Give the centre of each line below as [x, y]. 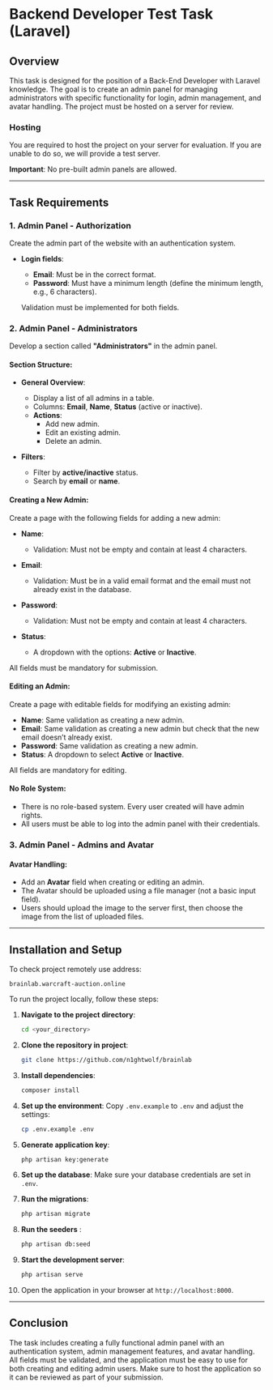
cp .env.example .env [57, 1129]
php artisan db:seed [55, 1244]
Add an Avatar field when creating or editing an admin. [113, 882]
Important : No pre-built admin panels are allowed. [93, 169]
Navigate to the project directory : [78, 1015]
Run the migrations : [55, 1199]
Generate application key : [65, 1145]
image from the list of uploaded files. [82, 917]
